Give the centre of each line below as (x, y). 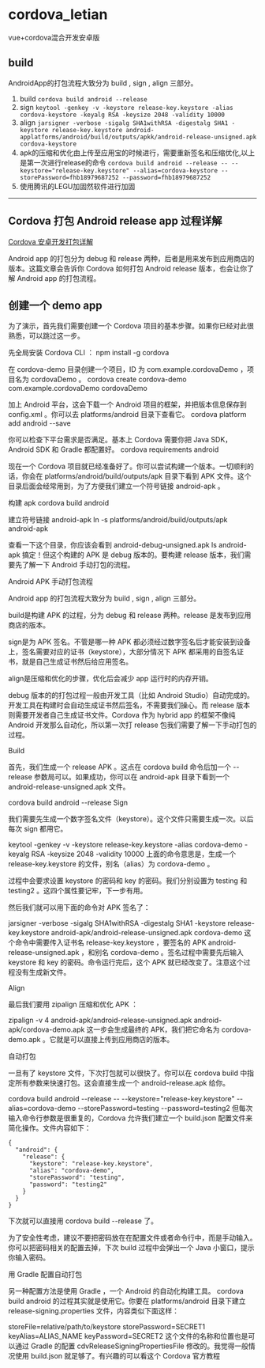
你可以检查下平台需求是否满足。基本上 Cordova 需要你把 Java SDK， (120, 440)
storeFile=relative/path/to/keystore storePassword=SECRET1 (107, 1327)
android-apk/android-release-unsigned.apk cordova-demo (147, 933)
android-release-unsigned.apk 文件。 (69, 787)
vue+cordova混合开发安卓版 (54, 37)
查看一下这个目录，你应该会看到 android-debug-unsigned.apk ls (112, 545)
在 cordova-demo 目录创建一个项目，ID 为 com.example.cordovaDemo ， (128, 369)
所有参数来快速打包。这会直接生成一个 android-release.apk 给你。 (122, 1083)
